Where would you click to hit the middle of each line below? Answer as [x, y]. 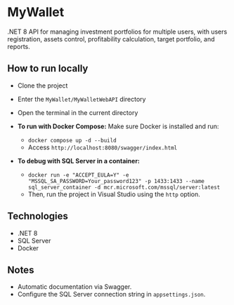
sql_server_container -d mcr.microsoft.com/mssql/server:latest [124, 187]
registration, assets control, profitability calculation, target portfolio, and [111, 39]
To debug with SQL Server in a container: [79, 161]
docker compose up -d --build [72, 140]
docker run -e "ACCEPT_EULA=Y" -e [78, 175]
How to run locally [48, 68]
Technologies [38, 216]
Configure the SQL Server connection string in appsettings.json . [111, 294]
